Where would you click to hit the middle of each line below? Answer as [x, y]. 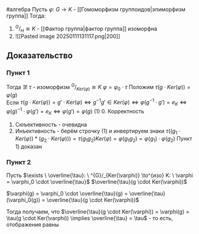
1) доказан [29, 147]
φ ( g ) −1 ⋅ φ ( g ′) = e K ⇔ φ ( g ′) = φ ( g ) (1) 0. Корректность [75, 112]
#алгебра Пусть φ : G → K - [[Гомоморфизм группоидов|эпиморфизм [96, 9]
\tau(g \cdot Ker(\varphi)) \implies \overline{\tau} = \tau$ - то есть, [89, 218]
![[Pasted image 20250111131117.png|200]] [67, 36]
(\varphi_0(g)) [23, 200]
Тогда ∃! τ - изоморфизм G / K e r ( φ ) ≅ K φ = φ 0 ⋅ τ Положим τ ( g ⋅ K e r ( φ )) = [99, 87]
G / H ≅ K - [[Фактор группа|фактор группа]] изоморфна [86, 29]
